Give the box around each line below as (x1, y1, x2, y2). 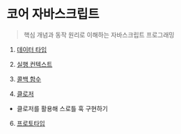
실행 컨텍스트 (16, 60, 53, 68)
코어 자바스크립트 (6, 6, 100, 22)
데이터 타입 (16, 45, 47, 53)
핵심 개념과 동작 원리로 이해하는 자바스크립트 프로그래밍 (23, 31, 175, 39)
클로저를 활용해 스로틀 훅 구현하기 (16, 104, 109, 112)
